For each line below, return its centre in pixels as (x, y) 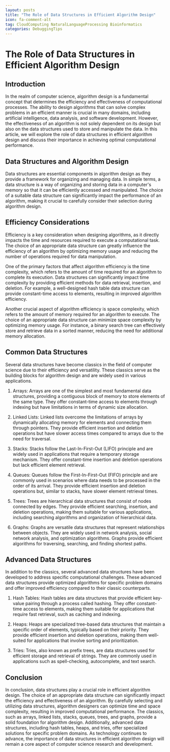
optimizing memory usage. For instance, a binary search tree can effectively (85, 325)
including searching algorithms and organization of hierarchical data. (85, 517)
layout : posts (20, 10)
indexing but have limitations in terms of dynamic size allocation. (80, 407)
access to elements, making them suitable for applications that (89, 609)
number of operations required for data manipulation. (61, 256)
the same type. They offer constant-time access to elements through (85, 402)
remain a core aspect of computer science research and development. (79, 744)
